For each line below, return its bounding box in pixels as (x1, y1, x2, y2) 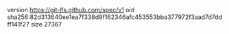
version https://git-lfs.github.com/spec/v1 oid (7, 6, 135, 14)
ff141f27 (7, 20, 29, 28)
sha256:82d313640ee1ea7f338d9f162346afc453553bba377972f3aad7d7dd (7, 13, 223, 21)
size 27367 (30, 20, 62, 28)
